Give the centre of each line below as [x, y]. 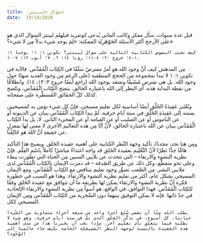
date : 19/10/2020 [30, 18]
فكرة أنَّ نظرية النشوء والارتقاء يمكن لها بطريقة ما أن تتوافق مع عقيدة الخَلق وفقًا [97, 182]
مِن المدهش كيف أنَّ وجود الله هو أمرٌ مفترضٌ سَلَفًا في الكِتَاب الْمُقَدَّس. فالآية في [96, 69]
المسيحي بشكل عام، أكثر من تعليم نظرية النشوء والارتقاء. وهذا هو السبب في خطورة [101, 175]
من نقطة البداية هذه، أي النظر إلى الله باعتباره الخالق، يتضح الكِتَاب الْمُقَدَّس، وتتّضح [99, 88]
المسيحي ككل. [23, 201]
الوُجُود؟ [17, 233]
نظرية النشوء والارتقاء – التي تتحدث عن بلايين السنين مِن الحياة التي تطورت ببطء [97, 156]
